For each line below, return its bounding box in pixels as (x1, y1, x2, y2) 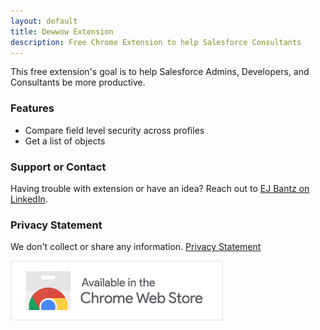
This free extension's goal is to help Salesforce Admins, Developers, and (10, 66, 310, 78)
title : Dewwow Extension (10, 26, 114, 37)
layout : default (10, 16, 78, 26)
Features (10, 101, 55, 115)
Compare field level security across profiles (24, 124, 205, 136)
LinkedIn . (10, 193, 48, 205)
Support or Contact (10, 160, 107, 174)
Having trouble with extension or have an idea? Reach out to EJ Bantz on (10, 182, 310, 194)
